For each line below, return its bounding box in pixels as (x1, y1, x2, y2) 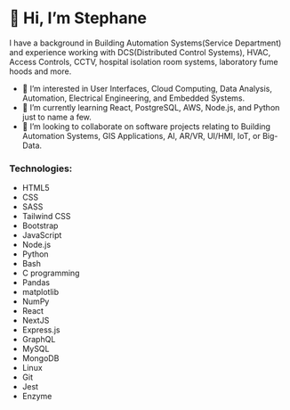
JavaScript (21, 230, 62, 241)
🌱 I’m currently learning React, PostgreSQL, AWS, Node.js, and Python (21, 102, 280, 112)
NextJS (21, 316, 50, 326)
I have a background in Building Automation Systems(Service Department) (9, 37, 282, 48)
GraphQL (21, 334, 56, 345)
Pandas (21, 277, 51, 288)
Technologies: (9, 162, 73, 175)
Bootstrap (21, 220, 59, 231)
